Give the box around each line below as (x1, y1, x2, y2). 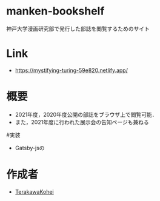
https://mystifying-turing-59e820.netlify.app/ (15, 67, 128, 74)
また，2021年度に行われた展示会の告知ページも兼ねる (15, 118, 150, 125)
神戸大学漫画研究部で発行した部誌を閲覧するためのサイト (6, 25, 150, 32)
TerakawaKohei (15, 188, 54, 195)
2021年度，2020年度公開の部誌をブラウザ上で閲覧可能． (15, 111, 158, 118)
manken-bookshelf (6, 4, 105, 18)
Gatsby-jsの (15, 144, 45, 151)
